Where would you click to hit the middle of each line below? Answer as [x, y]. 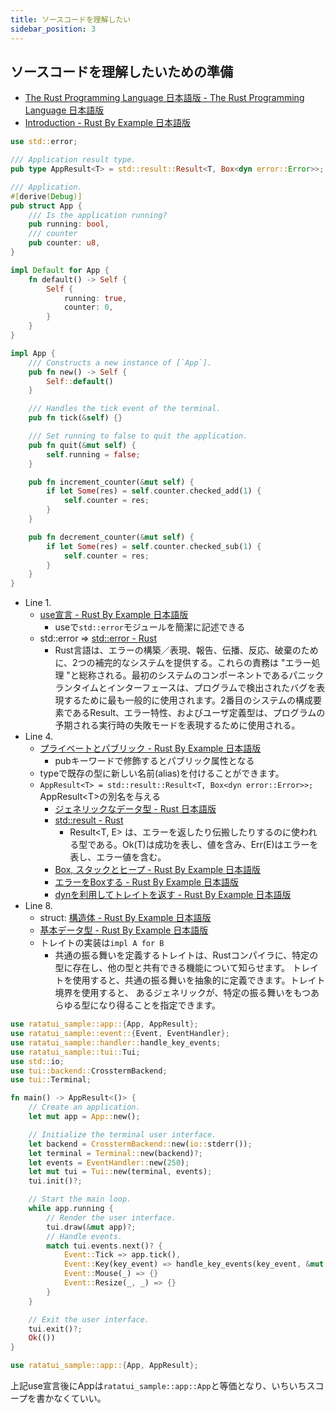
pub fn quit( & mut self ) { [82, 445]
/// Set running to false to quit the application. [138, 436]
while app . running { [71, 1209]
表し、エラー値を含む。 [118, 857]
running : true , [95, 298]
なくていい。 [80, 1398]
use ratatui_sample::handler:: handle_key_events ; [116, 1042]
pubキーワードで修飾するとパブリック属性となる [154, 761]
